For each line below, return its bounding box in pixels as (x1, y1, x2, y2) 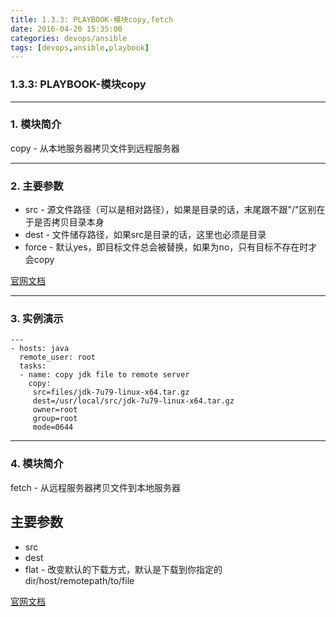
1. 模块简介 (10, 117, 62, 131)
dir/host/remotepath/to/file (24, 574, 135, 586)
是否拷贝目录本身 (33, 216, 105, 228)
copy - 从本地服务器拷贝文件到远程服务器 (10, 142, 180, 154)
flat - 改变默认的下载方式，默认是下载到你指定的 (24, 563, 223, 575)
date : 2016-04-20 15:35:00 (10, 24, 123, 34)
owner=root (32, 405, 78, 415)
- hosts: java (10, 344, 70, 354)
